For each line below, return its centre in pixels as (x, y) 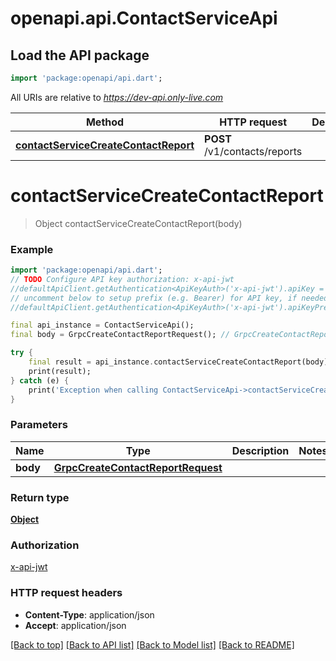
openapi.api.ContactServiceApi (144, 18)
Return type (40, 497)
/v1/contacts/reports (253, 151)
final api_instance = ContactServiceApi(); (102, 325)
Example (32, 249)
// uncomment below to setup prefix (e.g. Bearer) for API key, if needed (169, 298)
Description (260, 450)
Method (105, 122)
